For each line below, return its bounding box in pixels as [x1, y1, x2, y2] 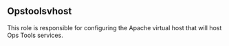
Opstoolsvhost [7, 5, 72, 17]
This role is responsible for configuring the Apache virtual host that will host [7, 23, 222, 32]
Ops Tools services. [7, 31, 63, 39]
